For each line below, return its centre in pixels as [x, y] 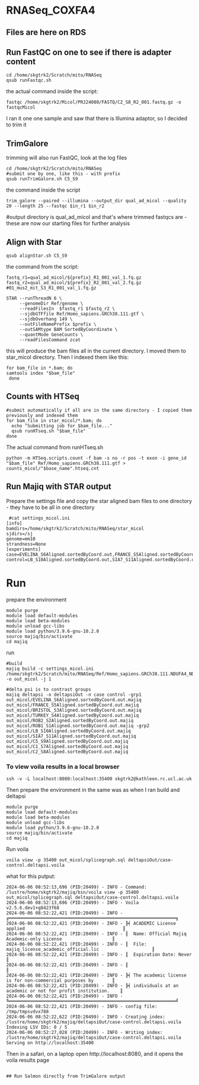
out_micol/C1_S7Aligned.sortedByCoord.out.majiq [67, 746]
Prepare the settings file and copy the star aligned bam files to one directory [99, 501]
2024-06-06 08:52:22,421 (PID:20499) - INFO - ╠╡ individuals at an [92, 985]
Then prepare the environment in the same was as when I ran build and [93, 790]
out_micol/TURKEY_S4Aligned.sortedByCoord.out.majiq [73, 715]
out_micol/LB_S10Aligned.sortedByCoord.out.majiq [69, 731]
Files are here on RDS [46, 32]
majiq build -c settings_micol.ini [50, 669]
